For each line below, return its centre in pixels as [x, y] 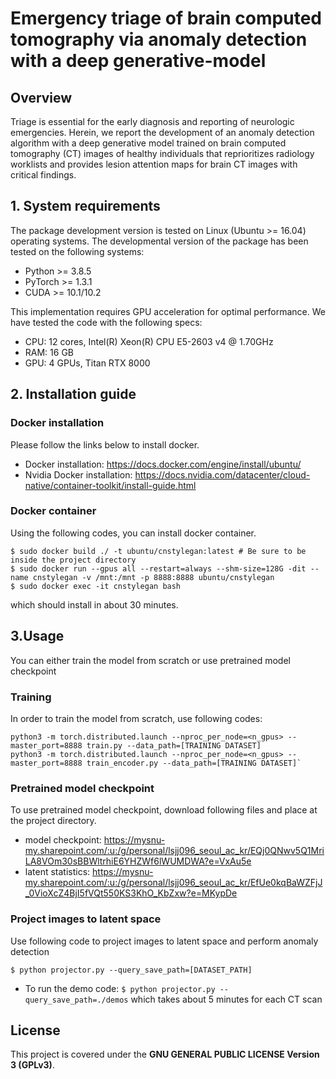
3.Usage [37, 636]
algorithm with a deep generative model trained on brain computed [148, 143]
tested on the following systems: [77, 251]
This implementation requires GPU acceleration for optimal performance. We [168, 311]
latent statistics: [57, 872]
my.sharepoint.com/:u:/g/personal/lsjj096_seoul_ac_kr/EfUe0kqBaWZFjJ [173, 883]
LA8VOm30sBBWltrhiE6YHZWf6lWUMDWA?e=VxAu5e [138, 861]
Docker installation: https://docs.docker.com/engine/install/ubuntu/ [163, 464]
